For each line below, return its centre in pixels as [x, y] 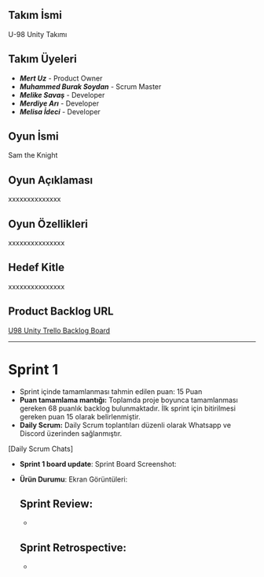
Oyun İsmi [33, 137]
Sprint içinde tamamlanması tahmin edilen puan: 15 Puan [111, 391]
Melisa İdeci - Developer [60, 111]
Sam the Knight [33, 155]
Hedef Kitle [37, 268]
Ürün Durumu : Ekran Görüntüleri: [73, 479]
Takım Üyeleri [42, 60]
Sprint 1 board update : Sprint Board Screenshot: [98, 463]
